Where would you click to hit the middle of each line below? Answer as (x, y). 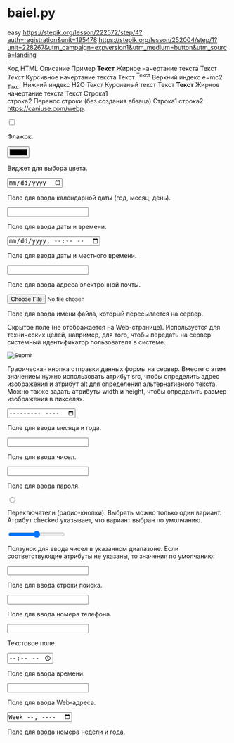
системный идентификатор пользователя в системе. (87, 342)
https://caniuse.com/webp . (46, 109)
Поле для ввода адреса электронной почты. (74, 285)
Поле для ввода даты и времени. (57, 226)
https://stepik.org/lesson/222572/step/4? (83, 32)
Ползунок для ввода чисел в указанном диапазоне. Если (93, 549)
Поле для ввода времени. (46, 673)
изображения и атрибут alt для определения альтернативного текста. (112, 384)
